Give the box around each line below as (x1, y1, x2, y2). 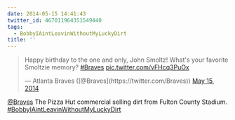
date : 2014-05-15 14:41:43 (7, 10, 86, 18)
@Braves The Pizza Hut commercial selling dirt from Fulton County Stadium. (7, 98, 228, 106)
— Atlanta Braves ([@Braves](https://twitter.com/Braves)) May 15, (24, 76, 215, 85)
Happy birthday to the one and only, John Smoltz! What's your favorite (24, 55, 229, 64)
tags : (7, 23, 23, 30)
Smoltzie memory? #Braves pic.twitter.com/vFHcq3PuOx (24, 63, 189, 72)
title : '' (7, 36, 36, 44)
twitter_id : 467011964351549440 (7, 17, 102, 24)
